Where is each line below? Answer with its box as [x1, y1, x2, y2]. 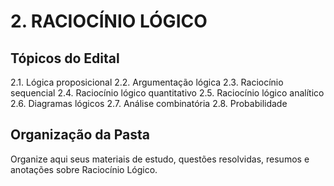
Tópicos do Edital [10, 50, 120, 67]
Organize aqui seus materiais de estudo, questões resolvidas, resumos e [10, 153, 310, 165]
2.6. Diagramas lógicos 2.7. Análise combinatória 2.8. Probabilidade [10, 98, 288, 109]
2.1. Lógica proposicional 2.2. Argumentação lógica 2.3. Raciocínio [10, 76, 284, 88]
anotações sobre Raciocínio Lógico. [10, 163, 158, 175]
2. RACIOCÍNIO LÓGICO [10, 10, 208, 33]
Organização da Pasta [10, 126, 150, 144]
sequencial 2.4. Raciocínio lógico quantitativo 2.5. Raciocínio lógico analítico [10, 87, 325, 99]
